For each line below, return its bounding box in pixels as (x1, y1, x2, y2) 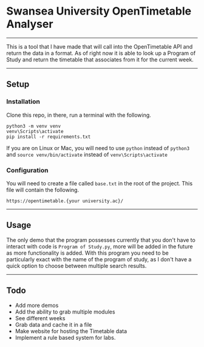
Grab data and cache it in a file (15, 321, 92, 328)
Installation (6, 97, 41, 106)
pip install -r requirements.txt (6, 134, 91, 140)
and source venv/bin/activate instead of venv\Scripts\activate (6, 151, 168, 158)
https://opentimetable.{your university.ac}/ (6, 198, 123, 204)
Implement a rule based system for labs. (15, 334, 116, 341)
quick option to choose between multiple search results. (6, 262, 147, 269)
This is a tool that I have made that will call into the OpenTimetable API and (6, 43, 193, 50)
